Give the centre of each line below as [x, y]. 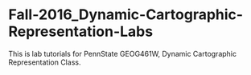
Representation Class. [45, 62]
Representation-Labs [81, 32]
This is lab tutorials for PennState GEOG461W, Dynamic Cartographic [123, 53]
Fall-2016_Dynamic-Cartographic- [126, 15]
